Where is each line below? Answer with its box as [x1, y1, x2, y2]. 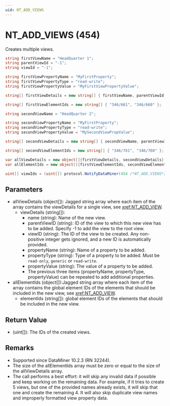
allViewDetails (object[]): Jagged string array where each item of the [12, 199, 156, 205]
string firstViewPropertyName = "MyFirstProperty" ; [5, 75, 116, 80]
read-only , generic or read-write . [27, 258, 98, 264]
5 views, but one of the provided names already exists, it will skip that [12, 384, 158, 390]
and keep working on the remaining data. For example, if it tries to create [12, 379, 164, 385]
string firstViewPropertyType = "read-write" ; [5, 79, 105, 84]
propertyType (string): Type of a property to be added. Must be [27, 252, 160, 259]
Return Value [5, 315, 47, 324]
